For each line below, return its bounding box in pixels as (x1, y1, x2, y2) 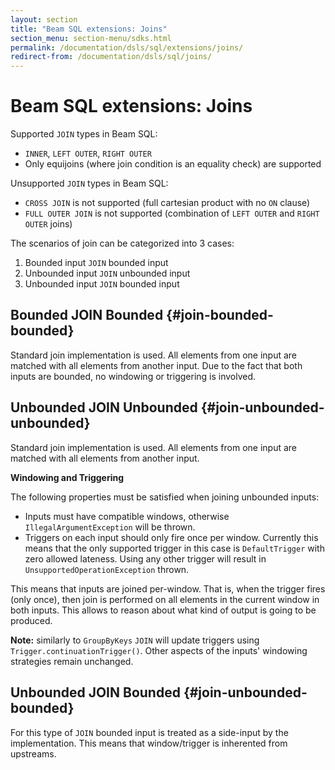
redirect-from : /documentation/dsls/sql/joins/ (10, 52, 213, 62)
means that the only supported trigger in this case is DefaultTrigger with (24, 542, 325, 554)
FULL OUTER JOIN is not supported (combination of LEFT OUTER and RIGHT (24, 207, 320, 220)
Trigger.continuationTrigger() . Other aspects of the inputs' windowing (10, 644, 308, 656)
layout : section (10, 14, 78, 25)
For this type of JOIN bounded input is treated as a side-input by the (10, 726, 289, 738)
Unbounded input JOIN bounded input (24, 278, 180, 290)
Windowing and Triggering (10, 471, 125, 483)
